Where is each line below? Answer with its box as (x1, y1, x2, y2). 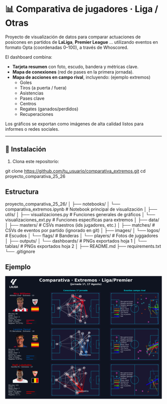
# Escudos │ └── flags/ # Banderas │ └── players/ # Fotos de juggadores (5, 233, 158, 239)
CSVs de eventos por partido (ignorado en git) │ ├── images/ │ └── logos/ (5, 227, 160, 233)
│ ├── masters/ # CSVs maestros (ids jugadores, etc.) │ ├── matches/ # (5, 222, 155, 228)
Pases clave (19, 95, 45, 101)
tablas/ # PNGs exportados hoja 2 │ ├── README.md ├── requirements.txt (5, 243, 162, 249)
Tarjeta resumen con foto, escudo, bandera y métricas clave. (12, 64, 139, 70)
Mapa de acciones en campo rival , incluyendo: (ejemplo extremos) (12, 74, 151, 80)
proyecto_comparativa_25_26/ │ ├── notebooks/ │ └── (5, 201, 121, 207)
